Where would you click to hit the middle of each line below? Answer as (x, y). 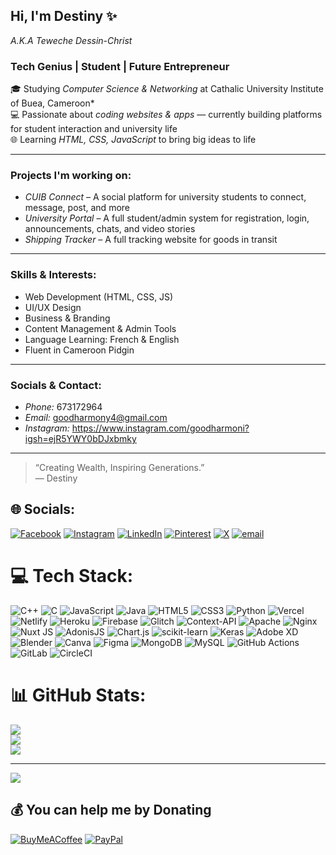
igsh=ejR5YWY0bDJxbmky (80, 438)
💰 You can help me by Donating (111, 810)
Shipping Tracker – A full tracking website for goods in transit (151, 240)
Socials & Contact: (56, 385)
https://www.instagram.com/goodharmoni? (160, 428)
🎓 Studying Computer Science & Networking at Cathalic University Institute (167, 89)
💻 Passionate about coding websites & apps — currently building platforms (166, 115)
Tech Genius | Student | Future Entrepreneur (120, 66)
